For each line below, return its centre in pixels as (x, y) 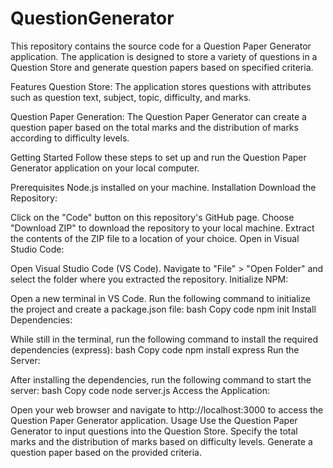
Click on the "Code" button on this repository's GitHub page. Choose (152, 217)
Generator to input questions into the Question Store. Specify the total (154, 431)
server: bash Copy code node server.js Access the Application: (140, 390)
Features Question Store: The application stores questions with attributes (161, 86)
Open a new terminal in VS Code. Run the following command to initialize (160, 298)
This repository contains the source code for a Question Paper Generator (161, 46)
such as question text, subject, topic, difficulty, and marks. (131, 97)
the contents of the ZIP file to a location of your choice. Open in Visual (155, 238)
